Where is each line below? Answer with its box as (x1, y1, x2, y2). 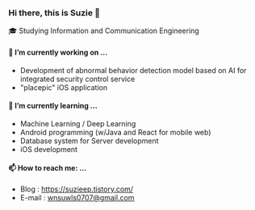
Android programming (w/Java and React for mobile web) (19, 127, 211, 137)
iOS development (19, 144, 78, 154)
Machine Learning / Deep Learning (19, 118, 136, 128)
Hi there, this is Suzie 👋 (8, 7, 101, 19)
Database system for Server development (19, 136, 159, 146)
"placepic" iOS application (19, 82, 107, 92)
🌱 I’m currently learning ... (8, 101, 98, 111)
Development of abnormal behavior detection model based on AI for (19, 65, 247, 75)
